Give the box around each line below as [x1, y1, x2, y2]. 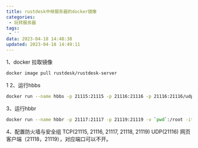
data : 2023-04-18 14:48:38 [6, 36, 72, 42]
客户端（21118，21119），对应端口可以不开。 [6, 135, 112, 142]
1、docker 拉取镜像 [6, 58, 53, 65]
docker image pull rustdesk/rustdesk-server [6, 70, 117, 76]
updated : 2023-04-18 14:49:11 [6, 42, 81, 48]
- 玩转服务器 [8, 19, 37, 25]
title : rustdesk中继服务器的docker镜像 [6, 8, 97, 15]
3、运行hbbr [6, 104, 37, 112]
